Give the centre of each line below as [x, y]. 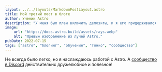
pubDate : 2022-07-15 [26, 41]
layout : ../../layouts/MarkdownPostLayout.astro [55, 9]
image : [12, 28]
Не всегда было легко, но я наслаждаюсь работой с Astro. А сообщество [81, 59]
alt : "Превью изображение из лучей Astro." [58, 37]
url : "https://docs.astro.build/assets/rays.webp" [66, 32]
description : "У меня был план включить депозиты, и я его [66, 23]
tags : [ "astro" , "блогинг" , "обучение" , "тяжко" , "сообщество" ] [71, 45]
